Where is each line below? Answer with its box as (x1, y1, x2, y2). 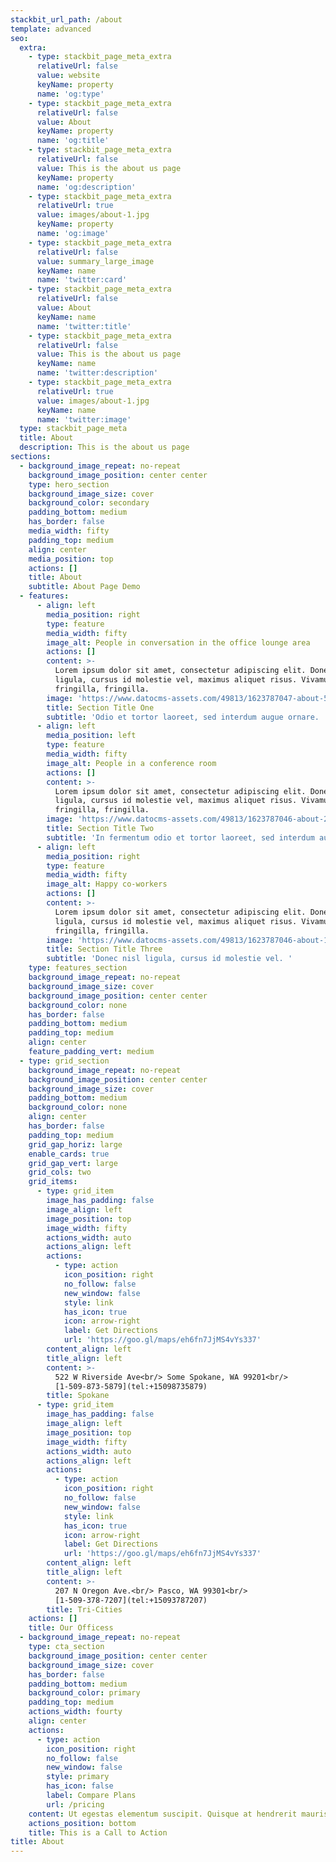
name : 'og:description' (36, 182, 137, 192)
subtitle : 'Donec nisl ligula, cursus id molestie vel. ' (46, 954, 293, 964)
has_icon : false (46, 1781, 114, 1791)
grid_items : (28, 1177, 78, 1187)
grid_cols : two (28, 1167, 92, 1178)
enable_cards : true (28, 1149, 110, 1159)
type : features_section (28, 963, 128, 973)
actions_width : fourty (28, 1707, 123, 1717)
